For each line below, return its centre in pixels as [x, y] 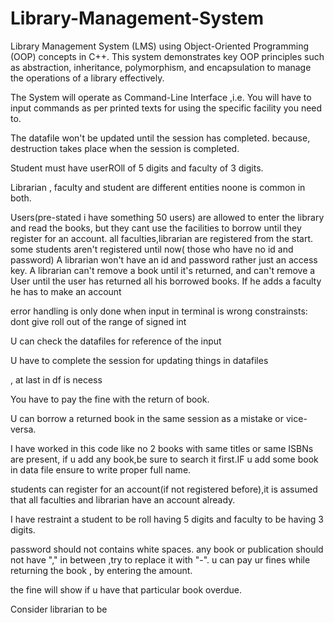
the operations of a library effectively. [87, 78]
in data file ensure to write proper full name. [101, 469]
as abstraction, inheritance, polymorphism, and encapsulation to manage [161, 67]
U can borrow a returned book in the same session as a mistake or [147, 418]
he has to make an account [66, 291]
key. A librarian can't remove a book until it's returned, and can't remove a [163, 270]
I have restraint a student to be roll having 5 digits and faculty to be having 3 [167, 519]
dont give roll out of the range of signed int [98, 321]
